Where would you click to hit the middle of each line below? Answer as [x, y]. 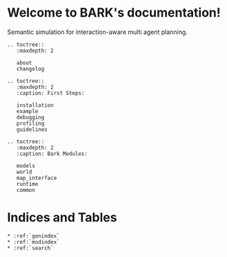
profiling [30, 123]
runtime [27, 184]
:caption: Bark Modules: [52, 154]
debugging [30, 117]
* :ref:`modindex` [33, 242]
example [27, 111]
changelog [30, 69]
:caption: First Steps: [50, 93]
